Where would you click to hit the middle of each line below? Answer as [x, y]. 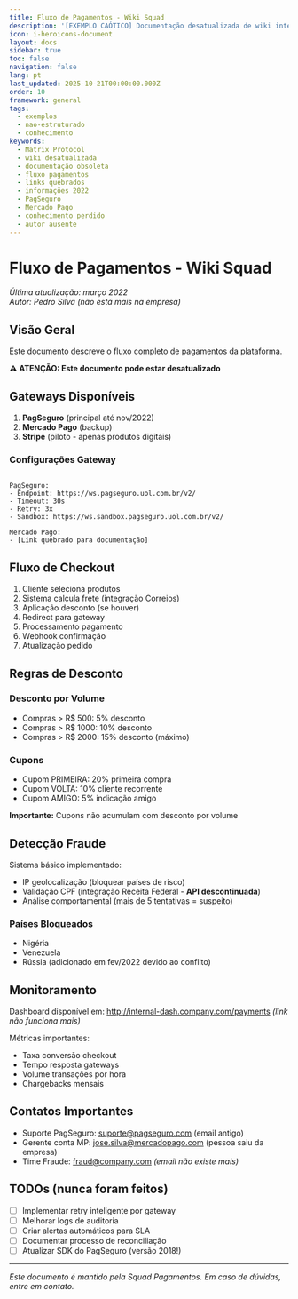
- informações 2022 [53, 191]
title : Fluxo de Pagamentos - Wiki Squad [87, 17]
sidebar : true [35, 51]
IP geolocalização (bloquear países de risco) [103, 881]
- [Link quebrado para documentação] [79, 540]
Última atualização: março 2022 [69, 292]
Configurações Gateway [63, 459]
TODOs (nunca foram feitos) [89, 1189]
